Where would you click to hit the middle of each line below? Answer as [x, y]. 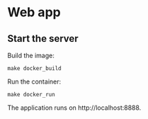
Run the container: [34, 81]
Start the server [43, 39]
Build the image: [31, 55]
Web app [34, 12]
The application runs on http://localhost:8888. [74, 108]
